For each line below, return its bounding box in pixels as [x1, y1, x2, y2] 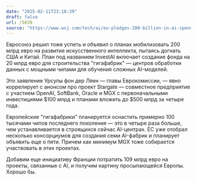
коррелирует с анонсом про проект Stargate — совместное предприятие [6, 83, 191, 91]
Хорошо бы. [6, 168, 36, 176]
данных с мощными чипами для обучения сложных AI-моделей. [6, 66, 168, 73]
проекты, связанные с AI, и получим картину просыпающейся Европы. [6, 162, 185, 169]
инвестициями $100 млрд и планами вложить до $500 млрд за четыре [6, 96, 185, 103]
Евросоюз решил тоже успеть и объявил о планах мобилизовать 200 [6, 41, 181, 48]
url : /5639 [6, 19, 33, 25]
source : [6, 25, 25, 31]
